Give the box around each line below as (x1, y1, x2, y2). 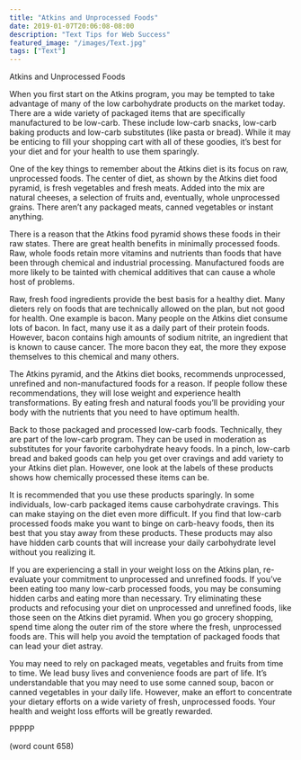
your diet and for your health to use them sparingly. (9, 146, 199, 157)
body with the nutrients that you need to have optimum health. (9, 407, 240, 418)
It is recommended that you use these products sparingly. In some (9, 489, 254, 500)
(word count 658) (9, 741, 75, 752)
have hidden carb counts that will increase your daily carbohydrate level (9, 537, 277, 549)
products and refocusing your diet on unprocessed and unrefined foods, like (9, 603, 292, 613)
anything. (9, 211, 45, 222)
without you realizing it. (9, 547, 96, 558)
